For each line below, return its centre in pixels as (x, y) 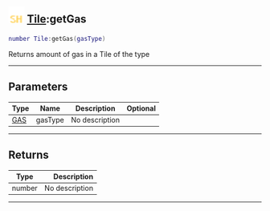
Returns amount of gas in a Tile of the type (79, 54)
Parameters (38, 87)
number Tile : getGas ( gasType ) (57, 39)
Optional (141, 108)
